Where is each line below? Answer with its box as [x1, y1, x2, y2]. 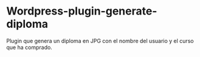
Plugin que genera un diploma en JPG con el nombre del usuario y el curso [6, 37, 194, 44]
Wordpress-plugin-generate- [6, 4, 157, 18]
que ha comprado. [6, 44, 53, 51]
